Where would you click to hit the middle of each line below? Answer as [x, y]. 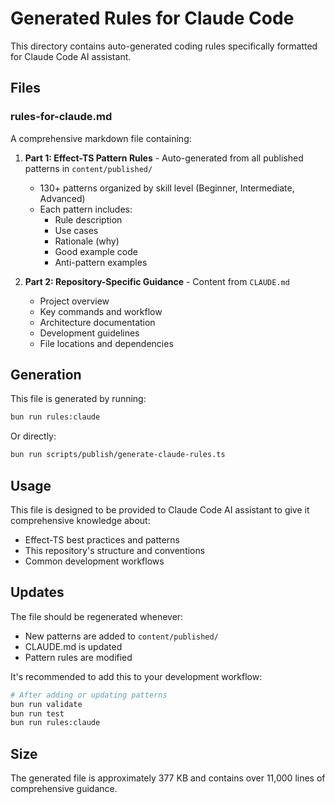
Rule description [88, 219]
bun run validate [46, 704]
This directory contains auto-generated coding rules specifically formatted [164, 46]
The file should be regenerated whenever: [97, 616]
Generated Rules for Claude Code [152, 18]
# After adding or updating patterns [89, 695]
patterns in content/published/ [88, 168]
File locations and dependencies [106, 343]
